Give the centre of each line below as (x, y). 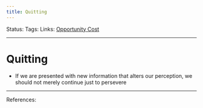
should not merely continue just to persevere (71, 82)
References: (21, 100)
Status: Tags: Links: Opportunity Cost (53, 29)
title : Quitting (27, 12)
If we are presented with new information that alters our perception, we (104, 75)
